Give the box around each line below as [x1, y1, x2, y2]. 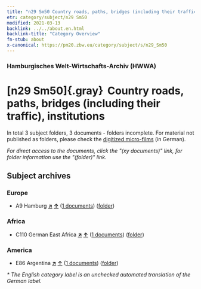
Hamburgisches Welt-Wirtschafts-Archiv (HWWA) [7, 62, 157, 70]
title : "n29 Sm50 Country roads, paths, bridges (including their [7, 8, 175, 15]
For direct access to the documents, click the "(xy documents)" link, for [7, 147, 183, 154]
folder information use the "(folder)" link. [7, 153, 107, 160]
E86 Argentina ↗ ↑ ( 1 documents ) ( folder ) [15, 260, 119, 267]
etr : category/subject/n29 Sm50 [7, 14, 87, 20]
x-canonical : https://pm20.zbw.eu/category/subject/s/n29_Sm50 [7, 42, 168, 48]
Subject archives [7, 171, 71, 181]
